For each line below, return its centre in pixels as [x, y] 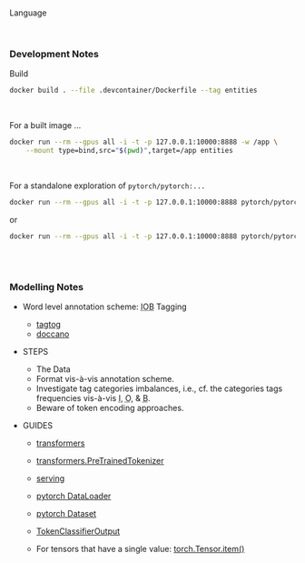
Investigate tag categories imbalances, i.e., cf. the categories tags [159, 388]
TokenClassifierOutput [78, 531]
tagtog [49, 324]
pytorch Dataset [66, 513]
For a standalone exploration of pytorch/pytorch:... [108, 186]
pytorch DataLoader [74, 496]
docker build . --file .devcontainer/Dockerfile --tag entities [133, 90]
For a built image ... [45, 126]
